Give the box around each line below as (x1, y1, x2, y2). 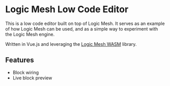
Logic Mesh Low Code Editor (5, 4, 129, 15)
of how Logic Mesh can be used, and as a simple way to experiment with (5, 25, 158, 32)
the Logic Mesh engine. (5, 31, 55, 37)
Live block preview (12, 75, 52, 81)
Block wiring (12, 69, 39, 75)
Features (5, 56, 34, 65)
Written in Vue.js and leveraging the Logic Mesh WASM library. (5, 41, 137, 47)
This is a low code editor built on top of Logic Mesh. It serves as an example (5, 20, 165, 26)
